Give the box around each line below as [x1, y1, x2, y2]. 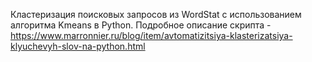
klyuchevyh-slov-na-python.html [10, 40, 146, 52]
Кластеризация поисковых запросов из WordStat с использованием [10, 9, 302, 20]
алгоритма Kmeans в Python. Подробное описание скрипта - [10, 19, 272, 31]
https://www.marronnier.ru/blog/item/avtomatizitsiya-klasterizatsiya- [10, 30, 293, 41]
